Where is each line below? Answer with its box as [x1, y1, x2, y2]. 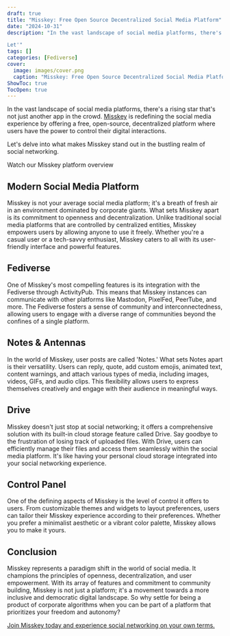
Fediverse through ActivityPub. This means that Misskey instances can [7, 287, 207, 296]
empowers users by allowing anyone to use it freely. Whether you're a [7, 228, 204, 237]
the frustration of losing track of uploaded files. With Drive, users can [7, 437, 203, 445]
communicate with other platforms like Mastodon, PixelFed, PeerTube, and [7, 295, 217, 303]
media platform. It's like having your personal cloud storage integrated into [7, 451, 218, 460]
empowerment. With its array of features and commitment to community [7, 579, 211, 587]
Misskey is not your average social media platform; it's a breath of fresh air [7, 199, 218, 207]
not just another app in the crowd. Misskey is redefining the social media [7, 113, 212, 121]
